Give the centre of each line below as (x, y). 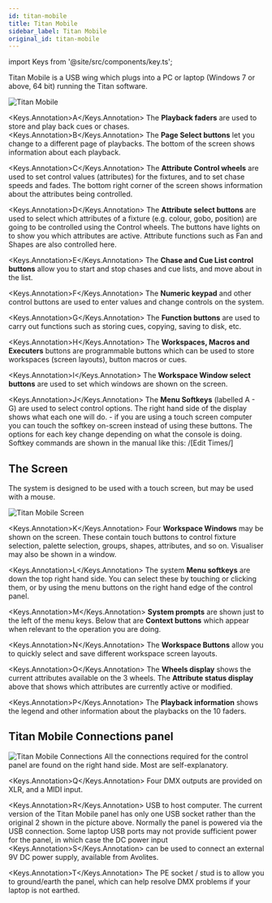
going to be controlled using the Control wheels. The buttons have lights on (134, 227)
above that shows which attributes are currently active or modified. (121, 687)
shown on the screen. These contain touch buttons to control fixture (123, 537)
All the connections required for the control (176, 756)
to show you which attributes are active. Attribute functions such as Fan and (136, 236)
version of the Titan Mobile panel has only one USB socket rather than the (132, 813)
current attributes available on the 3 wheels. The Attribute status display (131, 678)
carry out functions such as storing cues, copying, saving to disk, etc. (125, 327)
